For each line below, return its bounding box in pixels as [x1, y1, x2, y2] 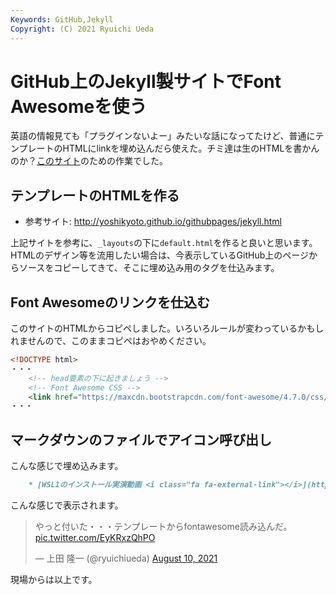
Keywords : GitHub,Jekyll [10, 14, 114, 25]
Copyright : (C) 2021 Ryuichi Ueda [10, 24, 155, 34]
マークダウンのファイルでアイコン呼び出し [10, 431, 273, 448]
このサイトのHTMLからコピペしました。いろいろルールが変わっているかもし [10, 322, 325, 335]
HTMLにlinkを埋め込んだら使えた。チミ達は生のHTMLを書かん [62, 142, 320, 155]
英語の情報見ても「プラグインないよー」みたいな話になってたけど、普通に [10, 130, 316, 142]
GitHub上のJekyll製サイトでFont [10, 70, 282, 93]
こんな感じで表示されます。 [10, 499, 124, 511]
